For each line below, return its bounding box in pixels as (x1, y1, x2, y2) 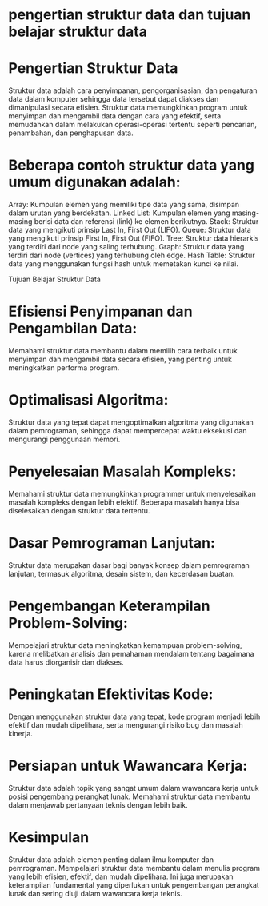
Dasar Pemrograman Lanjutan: (8, 534, 216, 553)
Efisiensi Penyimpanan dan (8, 302, 194, 321)
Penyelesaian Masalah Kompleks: (8, 462, 237, 481)
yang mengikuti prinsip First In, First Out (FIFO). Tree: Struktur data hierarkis (8, 233, 259, 243)
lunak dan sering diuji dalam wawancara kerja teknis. (8, 888, 182, 898)
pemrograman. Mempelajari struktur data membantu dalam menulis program (8, 863, 260, 872)
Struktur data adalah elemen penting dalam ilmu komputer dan (8, 854, 214, 864)
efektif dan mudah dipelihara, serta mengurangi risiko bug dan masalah (8, 720, 243, 729)
